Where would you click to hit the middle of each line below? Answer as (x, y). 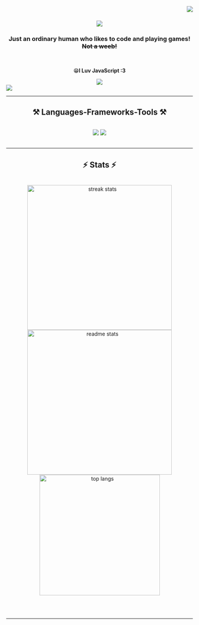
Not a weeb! (99, 46)
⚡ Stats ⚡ (99, 165)
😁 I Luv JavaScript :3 (99, 71)
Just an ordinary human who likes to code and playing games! (99, 39)
